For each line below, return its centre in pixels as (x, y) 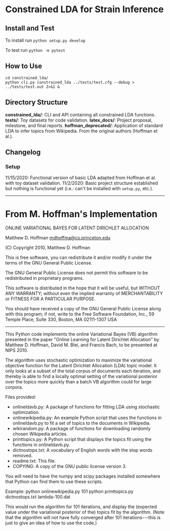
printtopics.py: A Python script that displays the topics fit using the (82, 439)
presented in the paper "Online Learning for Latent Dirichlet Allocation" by (82, 340)
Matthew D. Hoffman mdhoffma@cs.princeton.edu (58, 238)
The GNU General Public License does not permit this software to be (77, 273)
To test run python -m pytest (35, 50)
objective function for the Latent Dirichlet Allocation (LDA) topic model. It (81, 366)
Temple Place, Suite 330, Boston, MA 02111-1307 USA (61, 319)
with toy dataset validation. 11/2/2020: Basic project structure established (82, 183)
